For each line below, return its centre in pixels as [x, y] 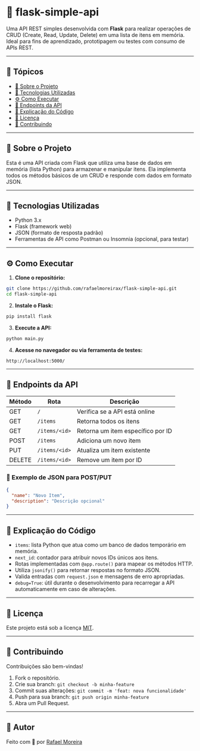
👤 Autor [21, 728]
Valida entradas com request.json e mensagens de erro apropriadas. [100, 577]
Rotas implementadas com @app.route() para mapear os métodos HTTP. [104, 564]
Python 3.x [28, 220]
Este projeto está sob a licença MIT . [50, 627]
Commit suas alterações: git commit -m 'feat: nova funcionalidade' [101, 690]
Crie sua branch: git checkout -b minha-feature [75, 684]
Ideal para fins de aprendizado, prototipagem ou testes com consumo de [96, 41]
